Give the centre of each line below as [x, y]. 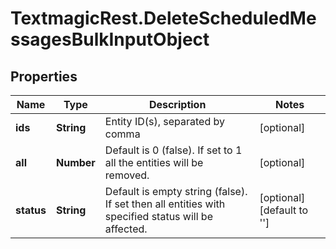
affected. [126, 229]
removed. [127, 175]
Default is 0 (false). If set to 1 [173, 150]
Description [177, 104]
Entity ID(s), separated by [164, 121]
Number [75, 162]
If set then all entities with [165, 204]
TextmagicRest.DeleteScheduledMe [163, 18]
